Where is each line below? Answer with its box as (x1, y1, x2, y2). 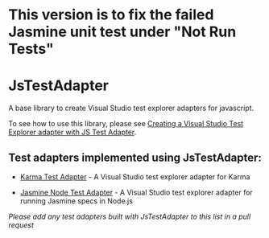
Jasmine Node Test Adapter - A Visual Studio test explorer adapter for (19, 187, 254, 197)
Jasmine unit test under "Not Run (8, 23, 237, 41)
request (8, 220, 35, 230)
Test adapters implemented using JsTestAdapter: (8, 150, 262, 164)
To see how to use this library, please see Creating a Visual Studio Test (8, 119, 244, 129)
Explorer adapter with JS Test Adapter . (8, 127, 137, 137)
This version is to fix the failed (8, 6, 214, 24)
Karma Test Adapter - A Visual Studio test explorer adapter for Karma (19, 171, 250, 182)
